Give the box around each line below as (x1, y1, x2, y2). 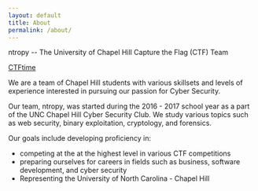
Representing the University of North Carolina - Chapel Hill (19, 174, 210, 183)
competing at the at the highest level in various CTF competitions (19, 149, 231, 158)
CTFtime (8, 63, 36, 72)
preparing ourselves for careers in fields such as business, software (19, 157, 241, 167)
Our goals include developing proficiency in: (8, 134, 152, 143)
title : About (8, 19, 51, 27)
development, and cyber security (19, 166, 127, 175)
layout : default (8, 11, 61, 20)
